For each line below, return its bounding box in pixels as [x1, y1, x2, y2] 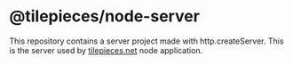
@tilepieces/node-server [9, 6, 200, 27]
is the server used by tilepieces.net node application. [9, 44, 203, 55]
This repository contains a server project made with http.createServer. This [9, 36, 284, 46]
